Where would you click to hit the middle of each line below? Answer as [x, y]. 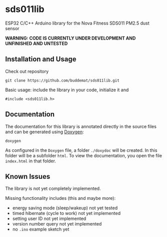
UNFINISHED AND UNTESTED [36, 43]
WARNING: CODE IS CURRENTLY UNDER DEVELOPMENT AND [70, 38]
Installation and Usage [41, 59]
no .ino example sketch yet [41, 229]
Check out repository [27, 71]
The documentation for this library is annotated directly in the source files [81, 126]
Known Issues [28, 176]
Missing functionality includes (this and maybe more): [60, 198]
